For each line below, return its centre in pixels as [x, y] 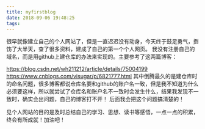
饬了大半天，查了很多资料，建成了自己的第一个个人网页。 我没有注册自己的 [101, 49]
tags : [13, 23]
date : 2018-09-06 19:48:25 [41, 18]
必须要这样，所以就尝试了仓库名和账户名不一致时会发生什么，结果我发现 [97, 92]
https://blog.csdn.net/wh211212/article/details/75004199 [77, 69]
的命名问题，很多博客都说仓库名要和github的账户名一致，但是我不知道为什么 [103, 84]
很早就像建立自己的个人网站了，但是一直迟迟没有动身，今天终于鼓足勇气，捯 [103, 42]
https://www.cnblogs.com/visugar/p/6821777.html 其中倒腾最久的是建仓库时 [102, 76]
